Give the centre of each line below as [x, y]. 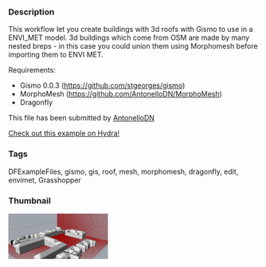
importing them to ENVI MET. [56, 55]
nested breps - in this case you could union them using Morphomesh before [133, 46]
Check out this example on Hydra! [64, 133]
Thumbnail [30, 200]
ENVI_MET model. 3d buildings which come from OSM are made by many [129, 37]
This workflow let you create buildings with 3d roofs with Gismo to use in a [131, 29]
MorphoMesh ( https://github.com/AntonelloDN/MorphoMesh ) [121, 94]
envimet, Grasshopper [45, 180]
